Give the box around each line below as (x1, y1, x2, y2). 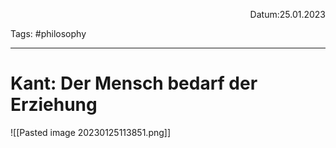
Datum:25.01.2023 (249, 9, 326, 20)
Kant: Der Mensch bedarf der (10, 72, 258, 95)
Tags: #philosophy (10, 28, 87, 39)
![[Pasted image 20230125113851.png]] (10, 126, 172, 138)
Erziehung (10, 94, 98, 116)
